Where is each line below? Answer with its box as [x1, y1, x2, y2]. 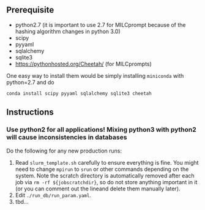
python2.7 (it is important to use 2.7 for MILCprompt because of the [15, 21, 186, 28]
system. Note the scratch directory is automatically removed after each [15, 171, 195, 179]
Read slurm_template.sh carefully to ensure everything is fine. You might [15, 159, 199, 166]
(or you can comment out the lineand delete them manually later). [15, 185, 181, 192]
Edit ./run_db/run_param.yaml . [15, 191, 92, 198]
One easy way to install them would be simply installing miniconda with [6, 72, 184, 79]
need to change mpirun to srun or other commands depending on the [15, 165, 189, 173]
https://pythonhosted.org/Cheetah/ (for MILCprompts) [15, 60, 152, 67]
